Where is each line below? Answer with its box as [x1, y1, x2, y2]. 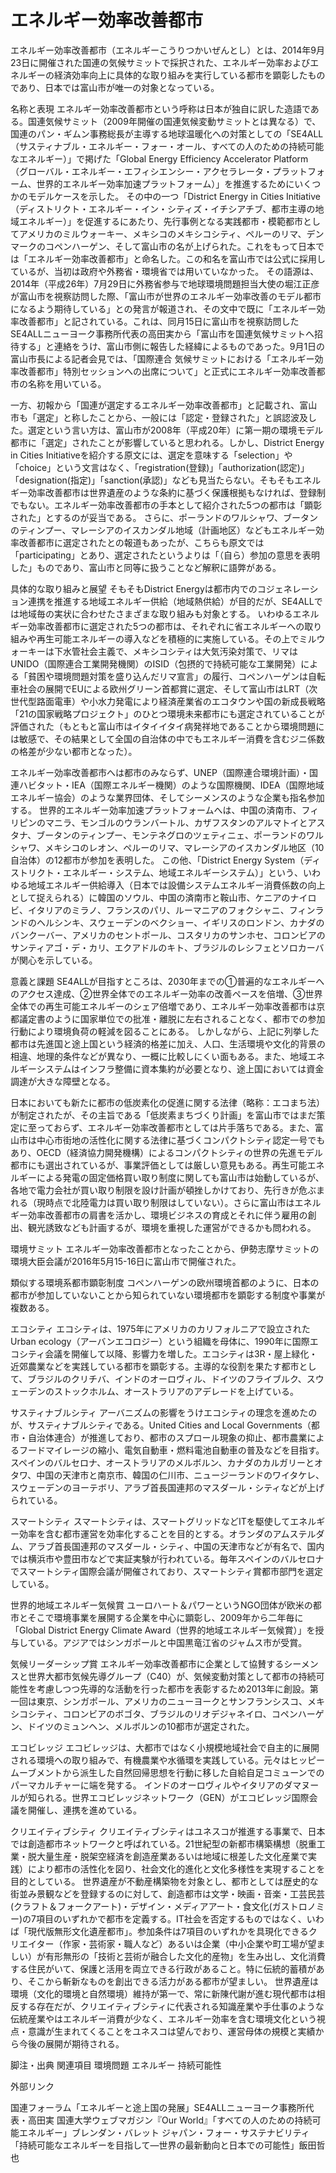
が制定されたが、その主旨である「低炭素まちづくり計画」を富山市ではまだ [10, 1109, 317, 1121]
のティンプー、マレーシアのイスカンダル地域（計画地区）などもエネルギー [10, 524, 316, 536]
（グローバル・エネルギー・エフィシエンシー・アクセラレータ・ [10, 165, 273, 177]
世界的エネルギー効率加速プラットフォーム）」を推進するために [36, 177, 295, 190]
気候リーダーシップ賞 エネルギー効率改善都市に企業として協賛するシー [10, 1657, 302, 1670]
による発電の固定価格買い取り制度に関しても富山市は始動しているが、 [36, 1171, 325, 1183]
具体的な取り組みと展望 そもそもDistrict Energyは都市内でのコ [10, 582, 267, 595]
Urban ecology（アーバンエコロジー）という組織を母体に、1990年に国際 [10, 1335, 310, 1347]
